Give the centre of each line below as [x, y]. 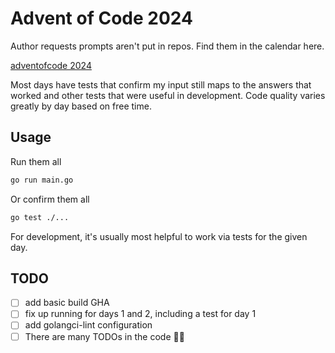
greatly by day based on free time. [81, 106]
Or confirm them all [50, 199]
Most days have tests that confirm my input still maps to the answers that [161, 84]
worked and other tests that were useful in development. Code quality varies [168, 95]
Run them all [36, 161]
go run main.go [42, 180]
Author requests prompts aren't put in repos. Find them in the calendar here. [167, 46]
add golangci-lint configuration [88, 325]
